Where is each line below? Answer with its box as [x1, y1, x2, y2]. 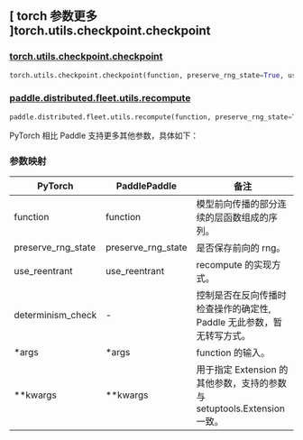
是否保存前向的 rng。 [196, 242, 286, 254]
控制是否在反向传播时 [196, 289, 287, 302]
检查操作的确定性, [196, 303, 271, 316]
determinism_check [14, 309, 97, 322]
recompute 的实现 [196, 259, 272, 271]
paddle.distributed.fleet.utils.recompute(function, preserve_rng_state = [9, 112, 293, 122]
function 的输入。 [196, 346, 271, 359]
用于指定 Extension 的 [196, 363, 289, 376]
